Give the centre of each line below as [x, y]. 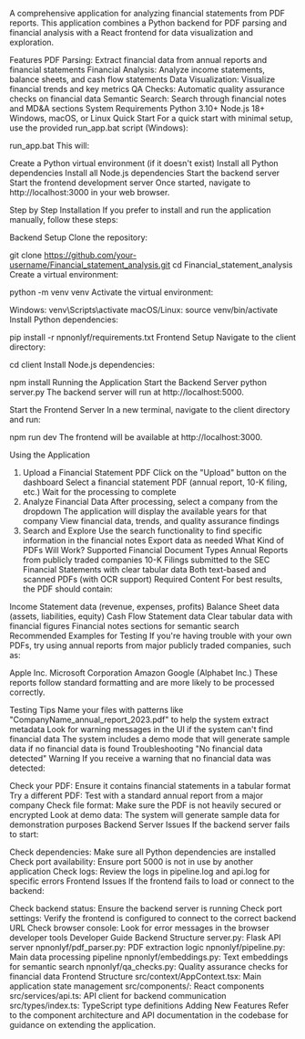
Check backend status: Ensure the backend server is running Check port [146, 908]
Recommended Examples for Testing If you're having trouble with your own [151, 635]
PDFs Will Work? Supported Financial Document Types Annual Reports [155, 550]
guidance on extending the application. [83, 1025]
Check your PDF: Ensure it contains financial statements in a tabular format [150, 786]
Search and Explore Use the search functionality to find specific [142, 530]
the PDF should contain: [68, 589]
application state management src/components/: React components [137, 986]
